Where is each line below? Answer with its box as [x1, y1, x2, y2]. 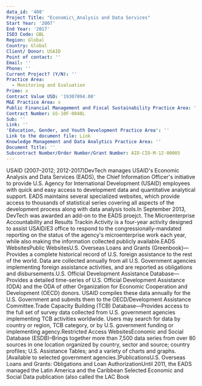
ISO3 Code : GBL [6, 32, 45, 38]
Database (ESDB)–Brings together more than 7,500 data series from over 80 [6, 334, 196, 342]
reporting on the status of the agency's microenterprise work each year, [6, 231, 187, 239]
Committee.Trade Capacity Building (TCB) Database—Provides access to [6, 302, 189, 310]
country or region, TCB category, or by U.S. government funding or [6, 321, 174, 328]
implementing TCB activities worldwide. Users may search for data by [6, 315, 181, 322]
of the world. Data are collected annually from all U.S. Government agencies [6, 257, 197, 264]
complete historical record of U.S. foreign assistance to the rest [34, 250, 192, 258]
